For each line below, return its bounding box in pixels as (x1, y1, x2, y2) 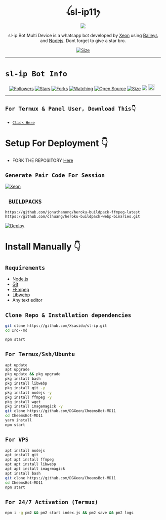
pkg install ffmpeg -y (5, 395, 52, 400)
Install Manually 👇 (5, 241, 81, 253)
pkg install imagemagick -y (5, 404, 63, 409)
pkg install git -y (5, 385, 45, 390)
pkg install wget (5, 399, 41, 404)
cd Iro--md (5, 328, 28, 333)
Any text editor (12, 297, 43, 303)
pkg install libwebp (5, 381, 48, 386)
